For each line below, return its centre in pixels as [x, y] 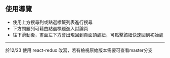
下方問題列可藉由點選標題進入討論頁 [50, 28]
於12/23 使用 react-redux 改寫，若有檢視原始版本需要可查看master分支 [79, 50]
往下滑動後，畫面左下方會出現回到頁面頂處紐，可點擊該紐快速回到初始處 [88, 35]
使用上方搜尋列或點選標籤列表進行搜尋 [52, 22]
